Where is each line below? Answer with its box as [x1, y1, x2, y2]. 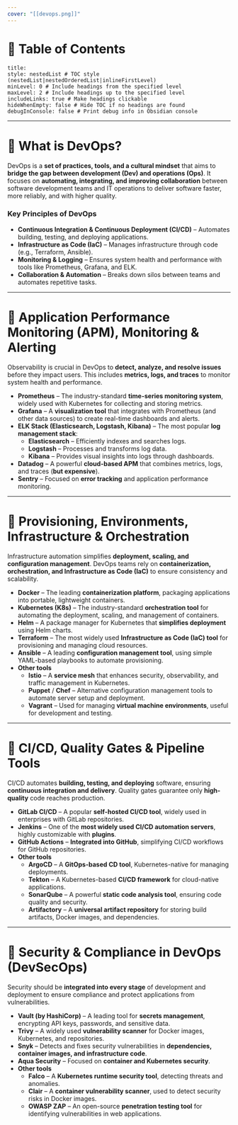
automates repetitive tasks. [17, 278, 97, 286]
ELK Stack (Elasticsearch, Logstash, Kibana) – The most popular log [17, 422, 221, 430]
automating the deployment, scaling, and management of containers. [17, 611, 220, 619]
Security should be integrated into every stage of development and [7, 983, 206, 991]
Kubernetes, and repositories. [17, 1034, 105, 1042]
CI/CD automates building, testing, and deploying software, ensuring [7, 779, 211, 787]
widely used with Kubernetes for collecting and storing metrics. [17, 399, 203, 407]
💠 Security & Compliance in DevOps [7, 944, 222, 960]
